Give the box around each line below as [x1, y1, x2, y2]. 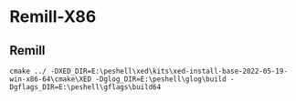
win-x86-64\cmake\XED [9, 75, 92, 84]
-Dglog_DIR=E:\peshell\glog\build [95, 75, 227, 84]
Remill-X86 [9, 6, 97, 27]
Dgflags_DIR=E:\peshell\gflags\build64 [9, 83, 162, 92]
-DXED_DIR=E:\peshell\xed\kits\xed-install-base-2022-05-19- [49, 66, 288, 76]
